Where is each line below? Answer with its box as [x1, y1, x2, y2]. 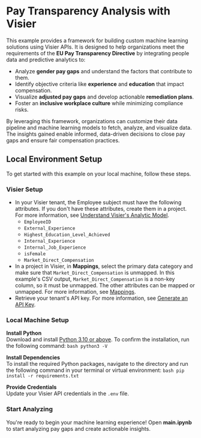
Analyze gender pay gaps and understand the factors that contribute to [14, 67, 193, 75]
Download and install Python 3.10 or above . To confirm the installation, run [6, 336, 190, 343]
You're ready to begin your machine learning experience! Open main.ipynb [6, 419, 192, 426]
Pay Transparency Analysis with [6, 4, 171, 18]
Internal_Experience [23, 239, 76, 245]
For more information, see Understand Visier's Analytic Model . [14, 211, 170, 219]
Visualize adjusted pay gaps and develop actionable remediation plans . [14, 93, 194, 100]
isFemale [23, 251, 46, 257]
